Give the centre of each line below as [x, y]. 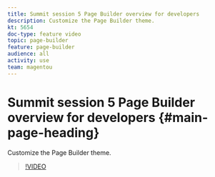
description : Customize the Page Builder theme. [81, 21]
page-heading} [54, 132]
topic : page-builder [38, 41]
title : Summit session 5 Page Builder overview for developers [104, 14]
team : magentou [30, 67]
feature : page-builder [41, 47]
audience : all [29, 54]
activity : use [29, 61]
